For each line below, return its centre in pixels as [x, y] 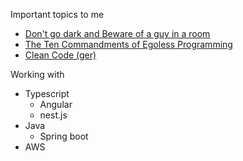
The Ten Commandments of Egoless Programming [128, 44]
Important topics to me [57, 14]
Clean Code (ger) [60, 55]
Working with [37, 74]
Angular [56, 104]
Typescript [47, 93]
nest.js [53, 115]
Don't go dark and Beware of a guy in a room [117, 33]
